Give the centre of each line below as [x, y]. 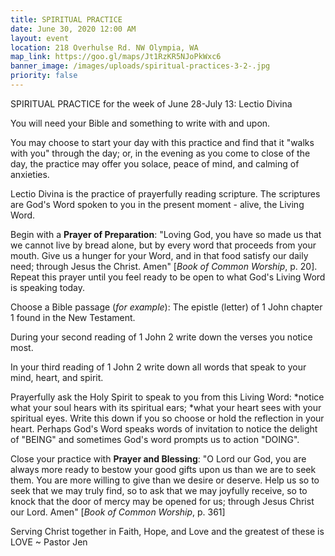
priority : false [44, 76]
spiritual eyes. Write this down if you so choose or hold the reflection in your [167, 418]
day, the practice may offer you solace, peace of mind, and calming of [155, 163]
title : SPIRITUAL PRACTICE [66, 19]
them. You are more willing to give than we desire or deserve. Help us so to [165, 480]
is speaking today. [48, 287]
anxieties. [30, 174]
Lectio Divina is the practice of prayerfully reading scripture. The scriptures [165, 193]
